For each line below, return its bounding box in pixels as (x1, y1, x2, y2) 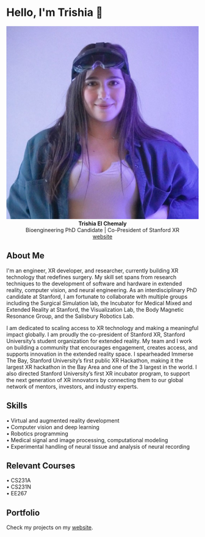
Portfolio (6, 508, 40, 518)
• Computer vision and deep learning (6, 423, 99, 430)
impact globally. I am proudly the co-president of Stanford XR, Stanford (6, 331, 185, 338)
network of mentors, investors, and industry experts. (6, 383, 138, 390)
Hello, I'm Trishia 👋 (6, 6, 103, 20)
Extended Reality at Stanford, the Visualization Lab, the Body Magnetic (6, 306, 184, 313)
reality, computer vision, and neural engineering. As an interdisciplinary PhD (6, 286, 197, 293)
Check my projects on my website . (6, 524, 93, 531)
